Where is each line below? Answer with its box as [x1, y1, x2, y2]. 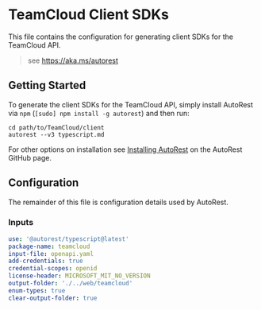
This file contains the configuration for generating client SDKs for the [8, 32, 234, 41]
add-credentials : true [8, 257, 83, 265]
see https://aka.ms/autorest [27, 56, 119, 65]
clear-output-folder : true [8, 294, 98, 302]
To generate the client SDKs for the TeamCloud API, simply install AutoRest [8, 99, 254, 109]
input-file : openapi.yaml [8, 250, 94, 258]
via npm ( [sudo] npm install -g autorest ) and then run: [8, 108, 190, 118]
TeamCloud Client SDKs [8, 6, 169, 24]
